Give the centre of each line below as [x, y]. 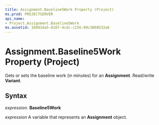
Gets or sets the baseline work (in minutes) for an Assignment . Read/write [80, 75]
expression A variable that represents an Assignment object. [66, 117]
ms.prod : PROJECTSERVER [29, 14]
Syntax [16, 96]
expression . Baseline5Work [33, 107]
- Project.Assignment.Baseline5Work [42, 23]
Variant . [13, 81]
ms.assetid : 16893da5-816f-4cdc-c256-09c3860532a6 [57, 28]
